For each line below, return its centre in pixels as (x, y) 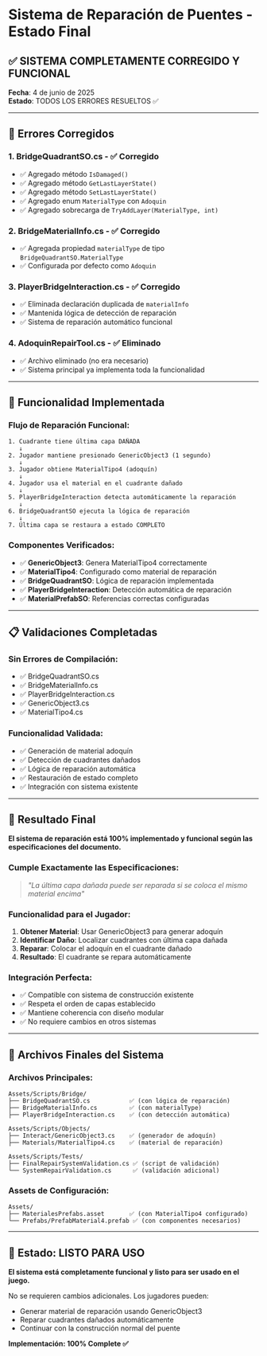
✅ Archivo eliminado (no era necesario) (84, 361)
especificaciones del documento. (65, 847)
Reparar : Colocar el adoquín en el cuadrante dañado (106, 948)
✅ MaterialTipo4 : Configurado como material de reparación (118, 572)
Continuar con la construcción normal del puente (100, 1328)
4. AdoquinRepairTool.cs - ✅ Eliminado (85, 343)
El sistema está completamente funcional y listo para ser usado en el (124, 1272)
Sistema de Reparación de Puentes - (130, 15)
